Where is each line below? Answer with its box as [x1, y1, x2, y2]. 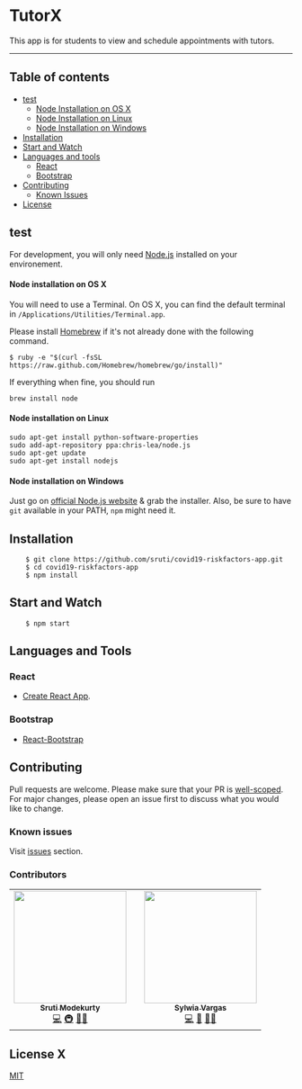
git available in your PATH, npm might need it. [9, 505, 176, 516]
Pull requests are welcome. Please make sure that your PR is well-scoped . [9, 784, 284, 795]
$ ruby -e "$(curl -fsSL [9, 353, 102, 362]
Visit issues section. [9, 845, 84, 856]
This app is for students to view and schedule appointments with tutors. [9, 35, 275, 46]
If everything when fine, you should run [9, 376, 155, 387]
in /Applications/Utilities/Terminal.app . [9, 308, 166, 319]
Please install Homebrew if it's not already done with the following [9, 326, 254, 337]
